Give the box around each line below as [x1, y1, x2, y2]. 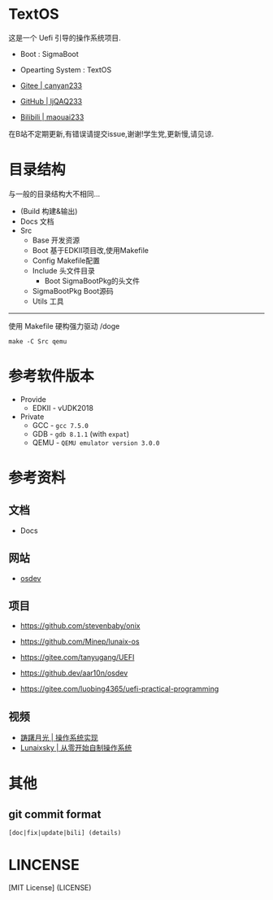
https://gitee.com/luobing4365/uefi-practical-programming [19, 684, 219, 694]
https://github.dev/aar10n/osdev [19, 668, 128, 678]
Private [19, 412, 45, 422]
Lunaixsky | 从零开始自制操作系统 [19, 743, 132, 753]
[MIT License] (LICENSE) [8, 883, 92, 893]
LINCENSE [8, 856, 80, 875]
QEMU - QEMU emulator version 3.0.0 [32, 437, 160, 448]
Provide [19, 394, 46, 404]
